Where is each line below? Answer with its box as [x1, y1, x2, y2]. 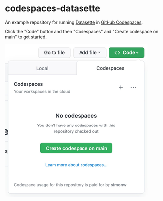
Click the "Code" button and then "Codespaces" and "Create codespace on [5, 28, 159, 34]
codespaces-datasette [5, 3, 101, 14]
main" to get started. [5, 34, 47, 40]
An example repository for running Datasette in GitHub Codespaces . [5, 19, 143, 25]
